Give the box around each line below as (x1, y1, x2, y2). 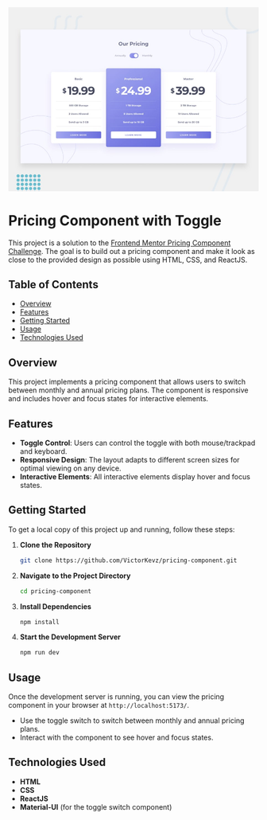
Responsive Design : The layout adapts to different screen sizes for (19, 455, 240, 464)
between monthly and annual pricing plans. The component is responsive (8, 385, 249, 395)
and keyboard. (19, 446, 68, 456)
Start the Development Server (19, 632, 122, 642)
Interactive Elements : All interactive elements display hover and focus (19, 471, 250, 481)
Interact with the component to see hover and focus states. (19, 732, 214, 743)
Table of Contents (8, 278, 99, 291)
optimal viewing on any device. (19, 463, 122, 473)
